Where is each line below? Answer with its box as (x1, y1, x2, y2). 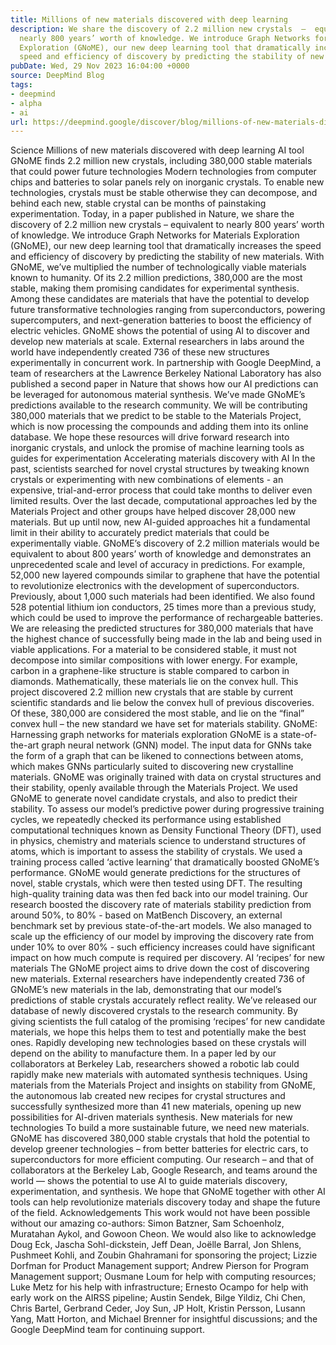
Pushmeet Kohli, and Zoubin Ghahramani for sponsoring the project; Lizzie (10, 1249, 318, 1261)
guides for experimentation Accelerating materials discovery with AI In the (10, 452, 316, 465)
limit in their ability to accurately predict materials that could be (10, 527, 270, 539)
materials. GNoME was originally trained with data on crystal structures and (10, 771, 322, 783)
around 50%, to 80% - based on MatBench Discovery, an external (10, 909, 283, 921)
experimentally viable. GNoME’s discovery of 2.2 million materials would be (10, 537, 320, 550)
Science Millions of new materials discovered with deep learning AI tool (10, 144, 305, 156)
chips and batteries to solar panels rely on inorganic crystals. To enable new (10, 176, 325, 188)
